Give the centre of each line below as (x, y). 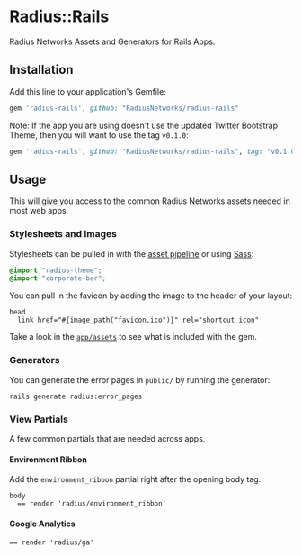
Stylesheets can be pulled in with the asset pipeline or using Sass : (132, 253)
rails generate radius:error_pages (76, 396)
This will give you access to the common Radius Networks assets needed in (150, 201)
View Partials (39, 419)
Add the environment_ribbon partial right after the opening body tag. (135, 479)
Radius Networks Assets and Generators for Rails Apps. (112, 41)
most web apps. (39, 211)
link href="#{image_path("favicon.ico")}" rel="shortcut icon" (138, 320)
